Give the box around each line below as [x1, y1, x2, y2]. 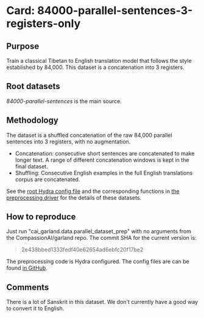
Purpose [6, 41, 40, 51]
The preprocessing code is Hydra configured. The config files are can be [6, 258, 190, 266]
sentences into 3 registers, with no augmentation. [6, 138, 131, 145]
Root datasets [6, 81, 60, 92]
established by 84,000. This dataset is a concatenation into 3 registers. [6, 63, 185, 71]
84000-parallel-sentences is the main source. [6, 97, 122, 104]
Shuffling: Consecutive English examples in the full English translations [15, 169, 193, 176]
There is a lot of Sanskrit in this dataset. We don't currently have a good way [6, 298, 199, 306]
